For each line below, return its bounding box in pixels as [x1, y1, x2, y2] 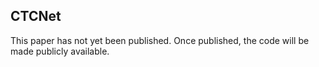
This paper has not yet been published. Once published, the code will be [10, 34, 310, 46]
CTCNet [10, 8, 62, 25]
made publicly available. [10, 45, 110, 57]
